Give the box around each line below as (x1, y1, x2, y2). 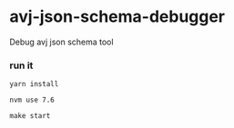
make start (9, 112, 51, 121)
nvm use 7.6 (9, 95, 55, 105)
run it (9, 59, 34, 72)
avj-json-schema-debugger (9, 6, 226, 27)
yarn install (9, 80, 59, 89)
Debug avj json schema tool (9, 36, 114, 47)
